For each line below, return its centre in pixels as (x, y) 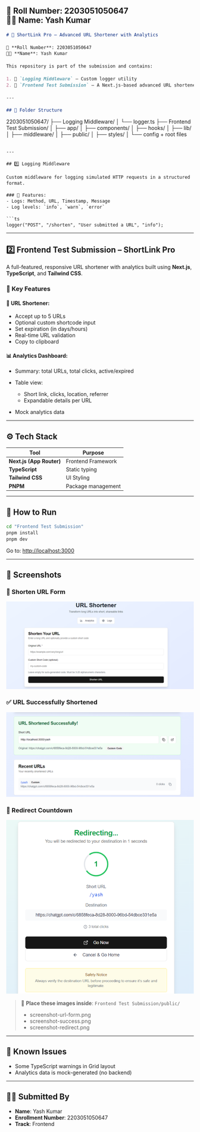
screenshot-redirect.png (60, 1028)
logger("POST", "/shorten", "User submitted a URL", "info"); (85, 225)
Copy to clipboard (37, 342)
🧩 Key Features (28, 289)
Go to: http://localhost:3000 (40, 550)
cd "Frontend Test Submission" (45, 526)
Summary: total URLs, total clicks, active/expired (74, 371)
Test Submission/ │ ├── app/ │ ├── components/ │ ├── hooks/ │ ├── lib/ (99, 128)
